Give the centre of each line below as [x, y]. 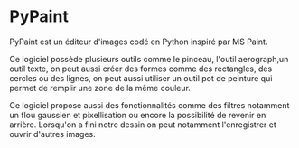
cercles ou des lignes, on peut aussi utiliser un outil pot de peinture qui [141, 78]
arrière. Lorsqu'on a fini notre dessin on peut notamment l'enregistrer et [143, 125]
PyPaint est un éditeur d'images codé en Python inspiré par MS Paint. [139, 42]
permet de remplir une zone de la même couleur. [100, 88]
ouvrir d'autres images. [53, 134]
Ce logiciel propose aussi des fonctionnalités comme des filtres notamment [149, 105]
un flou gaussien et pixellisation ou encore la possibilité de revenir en [138, 115]
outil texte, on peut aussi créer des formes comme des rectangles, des [141, 69]
